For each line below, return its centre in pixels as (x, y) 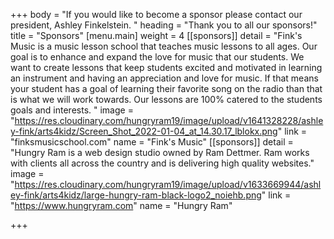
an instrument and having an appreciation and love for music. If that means (164, 78)
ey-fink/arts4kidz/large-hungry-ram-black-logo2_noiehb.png (136, 195)
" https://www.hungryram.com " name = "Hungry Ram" (121, 205)
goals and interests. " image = (72, 110)
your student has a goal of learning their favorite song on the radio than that (166, 88)
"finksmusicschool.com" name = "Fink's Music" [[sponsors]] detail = (152, 142)
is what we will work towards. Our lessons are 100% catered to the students (166, 99)
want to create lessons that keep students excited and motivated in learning (166, 67)
